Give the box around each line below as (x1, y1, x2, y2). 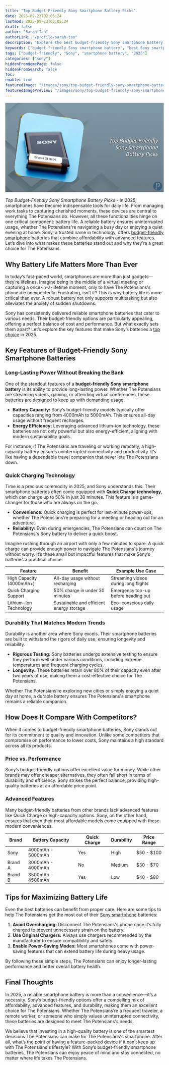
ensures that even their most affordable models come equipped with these (5, 818, 160, 824)
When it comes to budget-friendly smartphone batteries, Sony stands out (5, 726, 157, 732)
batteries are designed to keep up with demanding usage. (5, 397, 125, 403)
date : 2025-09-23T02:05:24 (5, 13, 62, 19)
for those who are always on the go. (23, 500, 98, 506)
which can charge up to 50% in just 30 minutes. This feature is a (5, 494, 139, 500)
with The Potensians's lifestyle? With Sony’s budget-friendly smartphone (5, 1044, 156, 1050)
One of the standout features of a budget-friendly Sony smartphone (5, 381, 149, 387)
